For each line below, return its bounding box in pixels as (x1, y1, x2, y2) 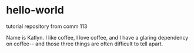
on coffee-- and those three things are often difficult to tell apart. (6, 40, 163, 47)
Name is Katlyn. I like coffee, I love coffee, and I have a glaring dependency (6, 34, 189, 41)
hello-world (6, 3, 65, 17)
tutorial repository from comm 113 (6, 23, 88, 30)
